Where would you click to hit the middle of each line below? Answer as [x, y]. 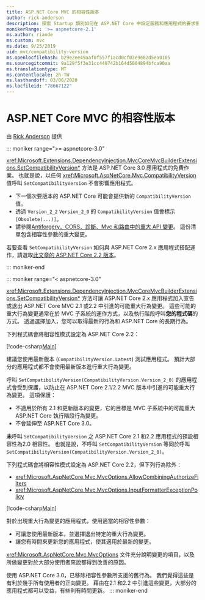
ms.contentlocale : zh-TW [38, 75]
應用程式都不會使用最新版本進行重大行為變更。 [76, 366]
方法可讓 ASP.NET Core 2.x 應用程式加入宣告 [138, 298]
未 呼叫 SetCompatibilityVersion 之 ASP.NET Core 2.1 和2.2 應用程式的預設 [100, 436]
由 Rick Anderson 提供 [34, 136]
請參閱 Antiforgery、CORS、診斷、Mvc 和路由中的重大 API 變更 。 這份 [103, 227]
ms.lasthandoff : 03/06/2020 [42, 80]
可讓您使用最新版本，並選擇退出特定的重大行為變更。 [82, 534]
